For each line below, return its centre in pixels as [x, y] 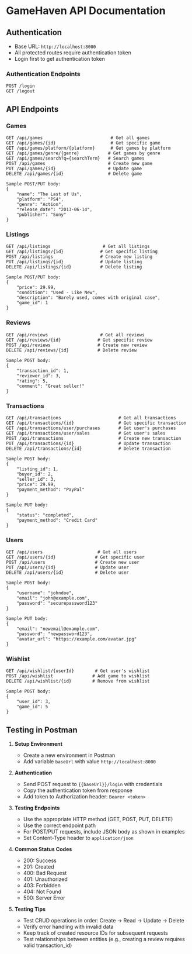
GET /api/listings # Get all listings [78, 247]
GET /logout [20, 91]
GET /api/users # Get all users [71, 552]
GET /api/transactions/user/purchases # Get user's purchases [91, 428]
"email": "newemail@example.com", [58, 629]
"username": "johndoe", [46, 593]
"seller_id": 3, [36, 479]
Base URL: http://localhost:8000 [55, 46]
